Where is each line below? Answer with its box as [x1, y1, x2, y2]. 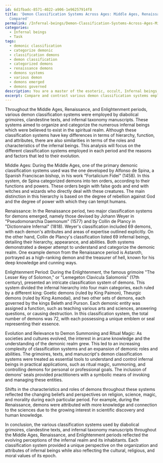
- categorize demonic [9, 48, 53, 53]
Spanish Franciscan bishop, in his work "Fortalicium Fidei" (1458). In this [5, 173, 149, 179]
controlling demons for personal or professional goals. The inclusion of [5, 367, 147, 372]
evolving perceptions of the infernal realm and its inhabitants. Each [5, 437, 139, 443]
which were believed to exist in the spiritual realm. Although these [5, 127, 137, 133]
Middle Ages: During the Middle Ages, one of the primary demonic [5, 163, 138, 168]
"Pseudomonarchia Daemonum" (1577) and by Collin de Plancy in [5, 219, 136, 224]
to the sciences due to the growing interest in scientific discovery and [5, 407, 145, 413]
